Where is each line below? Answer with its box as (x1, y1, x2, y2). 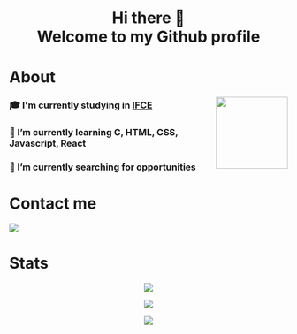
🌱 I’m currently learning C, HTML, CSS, (9, 126, 179, 139)
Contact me (9, 194, 97, 214)
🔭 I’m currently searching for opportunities (9, 161, 196, 173)
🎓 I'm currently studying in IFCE (9, 99, 153, 111)
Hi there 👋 (111, 8, 186, 28)
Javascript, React (9, 137, 87, 149)
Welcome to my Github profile (36, 27, 261, 47)
